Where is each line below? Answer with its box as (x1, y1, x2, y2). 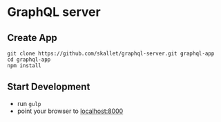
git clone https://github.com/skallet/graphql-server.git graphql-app (7, 50, 215, 57)
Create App (7, 32, 57, 44)
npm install (7, 62, 41, 69)
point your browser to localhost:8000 (17, 107, 124, 115)
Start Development (7, 81, 90, 93)
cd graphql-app (7, 56, 51, 63)
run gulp (17, 99, 41, 107)
